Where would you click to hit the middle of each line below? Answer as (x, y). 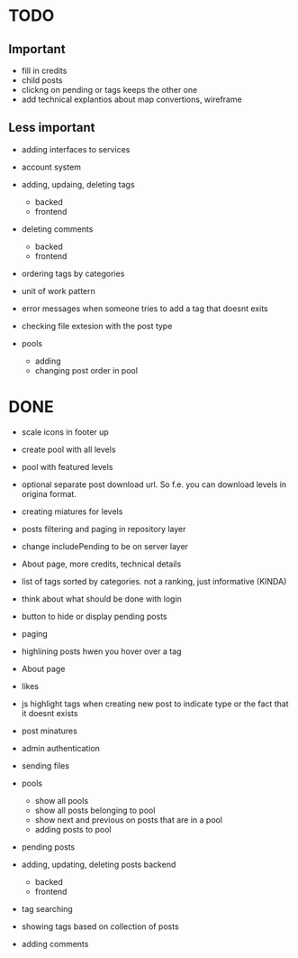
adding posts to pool (73, 829)
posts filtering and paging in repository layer (104, 529)
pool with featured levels (67, 466)
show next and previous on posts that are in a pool (128, 820)
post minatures (49, 731)
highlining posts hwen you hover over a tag (101, 651)
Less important (52, 128)
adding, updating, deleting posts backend (99, 864)
